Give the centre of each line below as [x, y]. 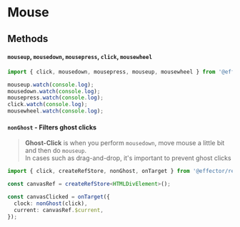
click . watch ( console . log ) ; [47, 105]
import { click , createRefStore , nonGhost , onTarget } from [99, 171]
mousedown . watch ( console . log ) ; [54, 91]
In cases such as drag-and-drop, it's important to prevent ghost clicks [128, 158]
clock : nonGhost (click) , [51, 204]
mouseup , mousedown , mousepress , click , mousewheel [80, 57]
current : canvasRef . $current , [59, 210]
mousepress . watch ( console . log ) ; [55, 98]
